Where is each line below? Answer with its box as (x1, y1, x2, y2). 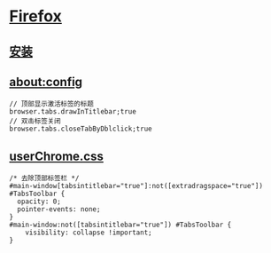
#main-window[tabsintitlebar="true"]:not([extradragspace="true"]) (9, 182, 264, 191)
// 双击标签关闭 (9, 117, 61, 126)
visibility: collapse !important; (25, 228, 152, 237)
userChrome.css (9, 148, 104, 163)
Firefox (9, 6, 62, 27)
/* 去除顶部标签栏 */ (9, 174, 80, 183)
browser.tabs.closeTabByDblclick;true (9, 124, 152, 134)
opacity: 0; (17, 197, 62, 206)
